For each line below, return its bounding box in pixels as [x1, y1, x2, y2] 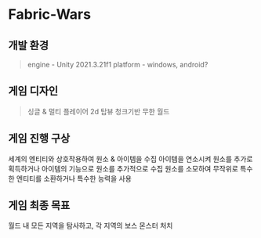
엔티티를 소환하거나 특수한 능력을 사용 [16, 174, 132, 183]
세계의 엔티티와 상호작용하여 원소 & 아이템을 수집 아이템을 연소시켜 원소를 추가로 [8, 154, 253, 164]
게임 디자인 [8, 85, 59, 98]
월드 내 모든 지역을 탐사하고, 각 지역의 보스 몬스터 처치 [8, 221, 173, 230]
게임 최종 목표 [8, 199, 71, 212]
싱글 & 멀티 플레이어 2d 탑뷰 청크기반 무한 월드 [27, 106, 170, 116]
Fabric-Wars [8, 5, 92, 23]
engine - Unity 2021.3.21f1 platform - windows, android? [27, 60, 208, 69]
